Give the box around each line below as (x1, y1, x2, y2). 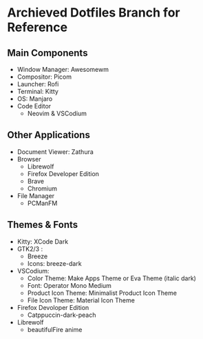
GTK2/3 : (17, 244, 43, 253)
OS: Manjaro (17, 95, 53, 103)
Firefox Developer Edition (27, 169, 100, 177)
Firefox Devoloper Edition (17, 303, 89, 311)
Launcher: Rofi (17, 80, 59, 88)
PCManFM (27, 199, 58, 207)
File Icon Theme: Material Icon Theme (27, 296, 136, 304)
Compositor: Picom (17, 72, 72, 81)
